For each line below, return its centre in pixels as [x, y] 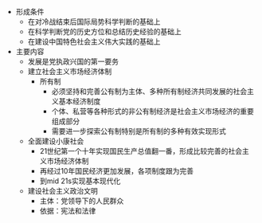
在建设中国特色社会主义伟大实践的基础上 [94, 41]
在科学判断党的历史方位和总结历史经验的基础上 [104, 31]
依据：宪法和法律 [68, 211]
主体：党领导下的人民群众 [82, 201]
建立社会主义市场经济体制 [70, 71]
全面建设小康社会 [56, 141]
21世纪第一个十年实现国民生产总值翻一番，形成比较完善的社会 [141, 151]
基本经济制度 [80, 101]
